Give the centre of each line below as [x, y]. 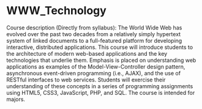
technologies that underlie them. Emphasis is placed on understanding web [101, 60]
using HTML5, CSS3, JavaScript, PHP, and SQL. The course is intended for [101, 92]
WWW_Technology [57, 11]
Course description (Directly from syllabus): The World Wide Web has [94, 28]
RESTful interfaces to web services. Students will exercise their [86, 80]
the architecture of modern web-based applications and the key [87, 53]
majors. [16, 99]
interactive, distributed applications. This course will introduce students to [100, 47]
